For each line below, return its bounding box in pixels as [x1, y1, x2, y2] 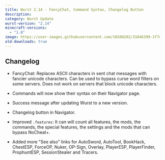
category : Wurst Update [5, 16, 54, 21]
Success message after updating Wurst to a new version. [12, 100, 129, 106]
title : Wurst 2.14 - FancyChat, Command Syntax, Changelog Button [5, 7, 144, 12]
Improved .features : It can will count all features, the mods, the [12, 119, 141, 125]
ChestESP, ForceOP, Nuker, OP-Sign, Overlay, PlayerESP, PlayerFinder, [12, 144, 156, 150]
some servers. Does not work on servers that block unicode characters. [12, 80, 158, 86]
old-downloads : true [5, 39, 48, 44]
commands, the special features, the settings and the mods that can [12, 124, 150, 130]
